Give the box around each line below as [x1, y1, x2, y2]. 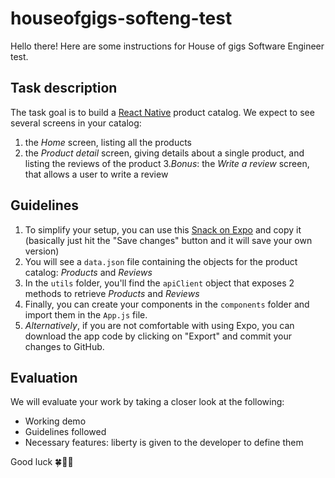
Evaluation [10, 369, 78, 386]
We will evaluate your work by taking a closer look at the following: [10, 396, 285, 408]
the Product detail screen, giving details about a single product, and [24, 147, 305, 159]
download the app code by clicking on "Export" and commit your [24, 330, 292, 342]
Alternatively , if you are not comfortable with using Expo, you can [24, 319, 295, 331]
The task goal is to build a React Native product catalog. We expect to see [10, 106, 315, 118]
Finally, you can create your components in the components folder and [24, 298, 310, 310]
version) [24, 245, 60, 257]
